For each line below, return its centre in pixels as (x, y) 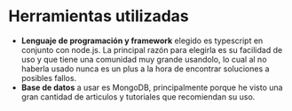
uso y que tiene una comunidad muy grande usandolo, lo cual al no (144, 59)
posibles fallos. (49, 78)
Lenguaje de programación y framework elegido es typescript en (142, 41)
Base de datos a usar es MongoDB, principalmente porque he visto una (152, 87)
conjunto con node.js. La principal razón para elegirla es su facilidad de (152, 49)
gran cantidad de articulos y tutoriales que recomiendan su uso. (138, 96)
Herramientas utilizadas (99, 16)
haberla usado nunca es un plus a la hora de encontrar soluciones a (145, 69)
